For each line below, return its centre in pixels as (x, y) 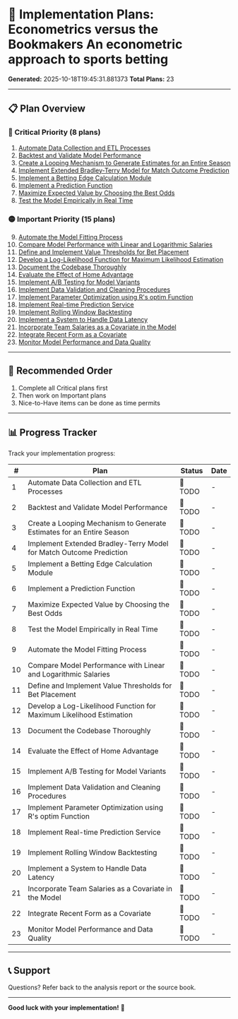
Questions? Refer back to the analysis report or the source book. (102, 987)
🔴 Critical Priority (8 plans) (54, 132)
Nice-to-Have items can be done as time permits (89, 403)
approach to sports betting (88, 60)
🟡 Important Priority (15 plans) (62, 219)
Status (192, 470)
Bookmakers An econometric (95, 44)
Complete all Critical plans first (63, 388)
